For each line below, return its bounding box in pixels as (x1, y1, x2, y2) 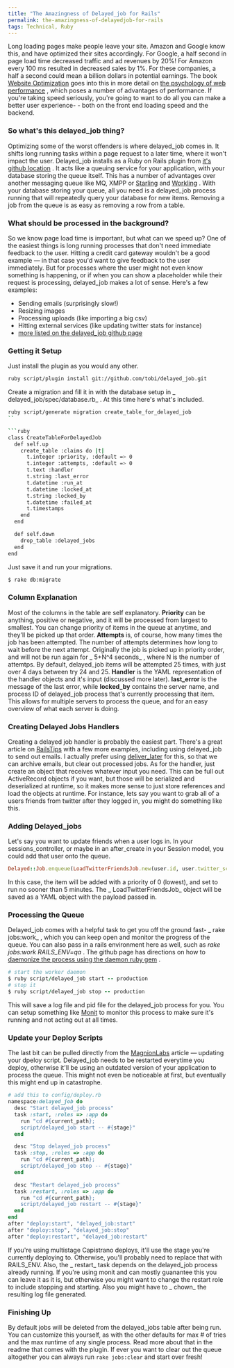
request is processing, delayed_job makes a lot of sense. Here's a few (8, 278, 209, 286)
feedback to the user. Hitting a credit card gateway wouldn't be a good (8, 248, 210, 257)
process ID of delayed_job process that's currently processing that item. (8, 690, 215, 698)
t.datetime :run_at (26, 479, 83, 487)
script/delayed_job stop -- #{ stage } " (20, 1162, 133, 1169)
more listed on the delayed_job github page (17, 328, 143, 337)
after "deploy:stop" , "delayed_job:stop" (8, 1226, 130, 1234)
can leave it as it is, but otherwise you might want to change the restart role (8, 1275, 224, 1283)
